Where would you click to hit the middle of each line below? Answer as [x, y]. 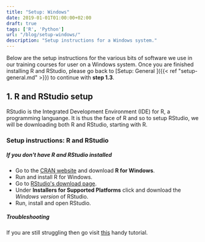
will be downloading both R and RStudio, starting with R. [77, 124]
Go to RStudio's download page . [56, 183]
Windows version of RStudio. [52, 196]
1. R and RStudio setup [50, 96]
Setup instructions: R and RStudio [58, 140]
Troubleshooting [28, 217]
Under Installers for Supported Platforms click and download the [98, 190]
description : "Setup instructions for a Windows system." [82, 40]
